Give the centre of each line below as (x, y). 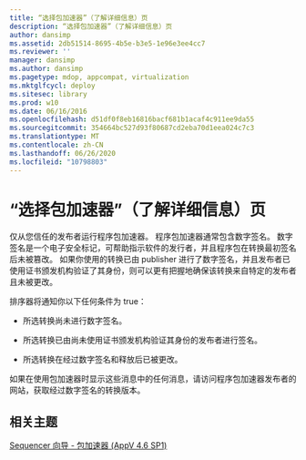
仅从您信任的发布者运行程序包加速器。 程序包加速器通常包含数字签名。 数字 (151, 237)
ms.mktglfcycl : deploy (52, 86)
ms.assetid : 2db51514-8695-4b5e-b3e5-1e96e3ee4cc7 (107, 43)
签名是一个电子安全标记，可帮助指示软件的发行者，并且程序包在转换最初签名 (153, 248)
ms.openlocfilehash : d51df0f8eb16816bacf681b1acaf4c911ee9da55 (132, 119)
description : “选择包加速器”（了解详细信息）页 (91, 26)
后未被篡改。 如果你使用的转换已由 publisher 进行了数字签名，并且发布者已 (150, 260)
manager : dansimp (42, 60)
